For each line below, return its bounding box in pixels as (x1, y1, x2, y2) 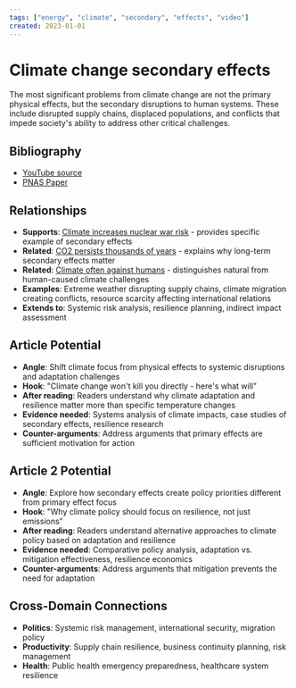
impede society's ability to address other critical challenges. (9, 118, 230, 129)
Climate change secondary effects (9, 60, 271, 80)
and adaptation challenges (21, 371, 120, 382)
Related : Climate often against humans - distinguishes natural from (21, 264, 269, 275)
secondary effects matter (21, 256, 116, 266)
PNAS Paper (21, 177, 69, 188)
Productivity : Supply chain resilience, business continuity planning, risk (21, 641, 287, 652)
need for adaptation (21, 573, 95, 583)
